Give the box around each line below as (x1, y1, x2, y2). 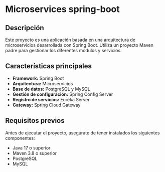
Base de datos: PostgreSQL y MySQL (12, 86, 90, 92)
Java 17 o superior (12, 144, 51, 151)
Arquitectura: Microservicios (12, 80, 73, 86)
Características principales (5, 62, 92, 71)
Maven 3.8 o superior (12, 150, 57, 156)
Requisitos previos (5, 116, 65, 125)
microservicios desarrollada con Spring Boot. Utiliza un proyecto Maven (5, 42, 154, 48)
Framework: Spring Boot (12, 75, 64, 81)
